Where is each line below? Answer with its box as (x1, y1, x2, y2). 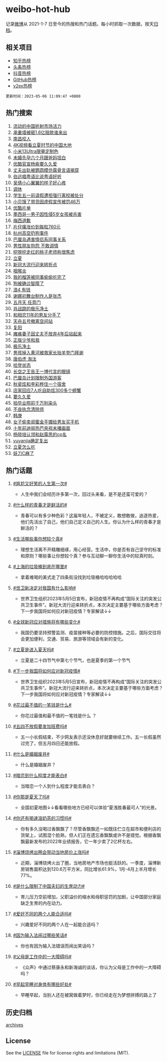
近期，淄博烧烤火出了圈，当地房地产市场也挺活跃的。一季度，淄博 (20, 860, 157, 866)
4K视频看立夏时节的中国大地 (13, 142, 72, 148)
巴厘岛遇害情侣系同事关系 (13, 236, 66, 242)
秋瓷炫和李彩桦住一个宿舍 (13, 381, 66, 387)
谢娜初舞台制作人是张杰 (13, 293, 62, 299)
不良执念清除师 (13, 406, 44, 412)
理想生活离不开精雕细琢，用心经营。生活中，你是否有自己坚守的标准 (20, 547, 161, 553)
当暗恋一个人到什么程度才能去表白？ (20, 783, 96, 789)
